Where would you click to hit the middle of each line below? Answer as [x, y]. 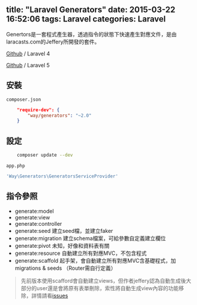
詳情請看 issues [50, 295]
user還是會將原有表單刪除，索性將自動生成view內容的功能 [108, 288]
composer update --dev [45, 155]
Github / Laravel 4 [28, 54]
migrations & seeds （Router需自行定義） [65, 268]
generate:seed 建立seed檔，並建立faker [64, 231]
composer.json [24, 99]
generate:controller [38, 223]
